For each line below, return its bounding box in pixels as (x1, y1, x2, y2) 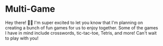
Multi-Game (5, 3, 55, 15)
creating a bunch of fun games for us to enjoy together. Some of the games (5, 24, 159, 30)
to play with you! (5, 35, 39, 41)
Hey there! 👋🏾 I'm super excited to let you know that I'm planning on (5, 20, 143, 25)
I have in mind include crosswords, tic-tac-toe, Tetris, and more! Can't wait (5, 30, 157, 36)
